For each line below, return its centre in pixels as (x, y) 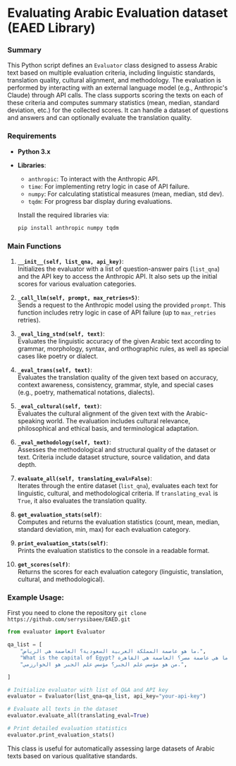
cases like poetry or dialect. (58, 356)
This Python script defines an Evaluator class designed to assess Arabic (113, 66)
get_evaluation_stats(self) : (60, 514)
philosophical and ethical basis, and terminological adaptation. (108, 428)
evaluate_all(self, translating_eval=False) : (85, 478)
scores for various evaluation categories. (77, 284)
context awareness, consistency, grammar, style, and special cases (115, 384)
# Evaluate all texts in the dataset (63, 709)
